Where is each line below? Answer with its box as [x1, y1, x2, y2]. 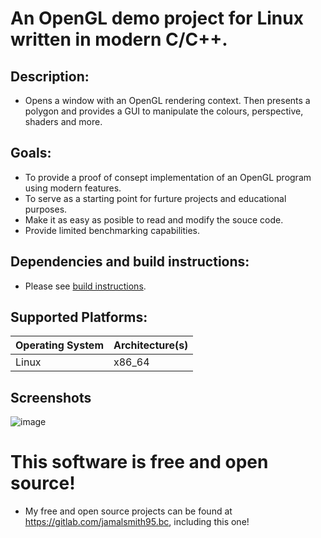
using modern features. [24, 182, 122, 194]
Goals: [10, 145, 52, 162]
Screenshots [10, 389, 92, 406]
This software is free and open [10, 451, 269, 474]
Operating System [15, 338, 104, 352]
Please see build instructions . [24, 280, 147, 292]
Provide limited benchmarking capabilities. [24, 224, 201, 236]
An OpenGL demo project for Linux [10, 7, 304, 30]
